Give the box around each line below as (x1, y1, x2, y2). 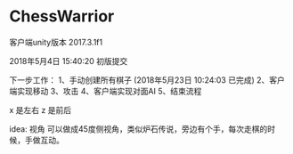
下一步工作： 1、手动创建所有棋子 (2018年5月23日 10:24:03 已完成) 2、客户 (9, 74, 285, 85)
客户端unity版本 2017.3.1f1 (9, 36, 103, 47)
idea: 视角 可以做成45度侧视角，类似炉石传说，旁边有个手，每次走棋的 (9, 123, 268, 134)
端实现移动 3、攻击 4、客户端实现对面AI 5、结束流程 (9, 85, 202, 96)
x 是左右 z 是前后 (9, 104, 72, 115)
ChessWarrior (9, 6, 115, 27)
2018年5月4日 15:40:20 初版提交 (9, 55, 128, 66)
